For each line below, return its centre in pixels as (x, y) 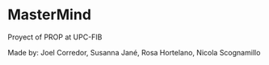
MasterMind (50, 15)
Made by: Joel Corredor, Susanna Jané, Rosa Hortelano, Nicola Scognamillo (134, 52)
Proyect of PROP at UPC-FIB (55, 37)
